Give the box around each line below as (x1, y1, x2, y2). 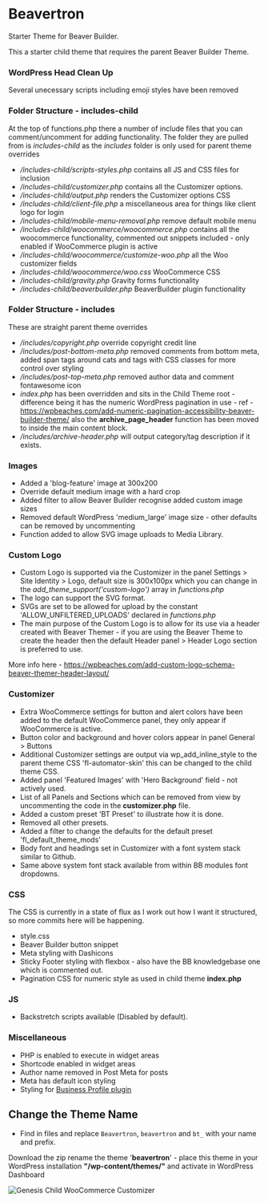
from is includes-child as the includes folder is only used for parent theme (8, 140, 252, 150)
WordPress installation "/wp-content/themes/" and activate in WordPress (8, 1161, 254, 1172)
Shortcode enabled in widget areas (19, 1058, 136, 1068)
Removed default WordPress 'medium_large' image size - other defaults (19, 513, 258, 522)
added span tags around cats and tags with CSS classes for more (19, 355, 236, 364)
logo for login (19, 207, 64, 217)
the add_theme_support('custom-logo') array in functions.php (19, 585, 225, 595)
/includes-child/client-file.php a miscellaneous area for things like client (19, 198, 256, 209)
